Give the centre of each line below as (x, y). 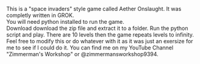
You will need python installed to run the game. (65, 22)
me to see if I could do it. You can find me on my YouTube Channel (90, 48)
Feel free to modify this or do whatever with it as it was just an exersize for (100, 41)
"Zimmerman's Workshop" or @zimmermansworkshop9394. (82, 54)
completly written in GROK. (40, 15)
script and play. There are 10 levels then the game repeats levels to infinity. (100, 35)
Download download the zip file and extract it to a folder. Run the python (97, 28)
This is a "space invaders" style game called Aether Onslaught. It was (94, 9)
